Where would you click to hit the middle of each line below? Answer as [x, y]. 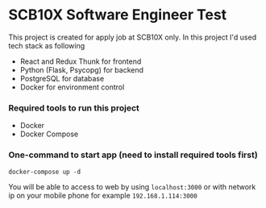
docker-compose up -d [45, 172]
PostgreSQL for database [62, 78]
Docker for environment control [72, 87]
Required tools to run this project [74, 108]
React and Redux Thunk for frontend [81, 61]
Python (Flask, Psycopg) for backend [81, 69]
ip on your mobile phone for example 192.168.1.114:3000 [103, 195]
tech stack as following [47, 45]
